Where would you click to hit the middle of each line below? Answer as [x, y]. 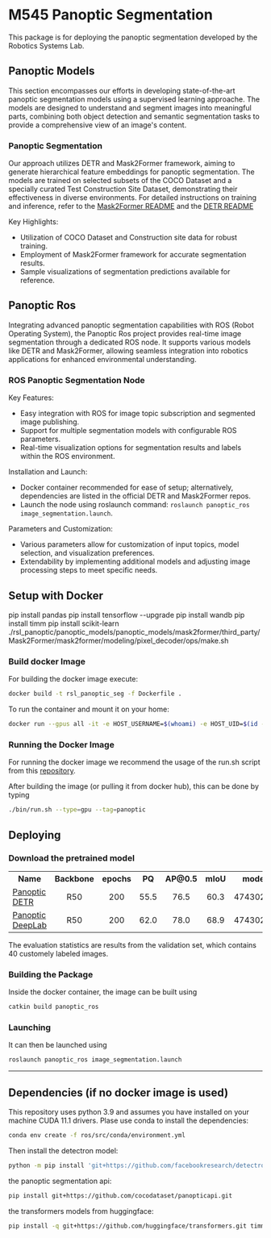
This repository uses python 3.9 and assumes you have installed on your [129, 1112]
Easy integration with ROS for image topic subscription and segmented [138, 414]
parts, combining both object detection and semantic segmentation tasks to [134, 116]
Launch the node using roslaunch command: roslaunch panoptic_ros [135, 505]
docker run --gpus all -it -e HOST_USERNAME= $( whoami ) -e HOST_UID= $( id [133, 724]
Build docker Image [47, 661]
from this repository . [42, 771]
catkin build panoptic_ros [54, 1007]
